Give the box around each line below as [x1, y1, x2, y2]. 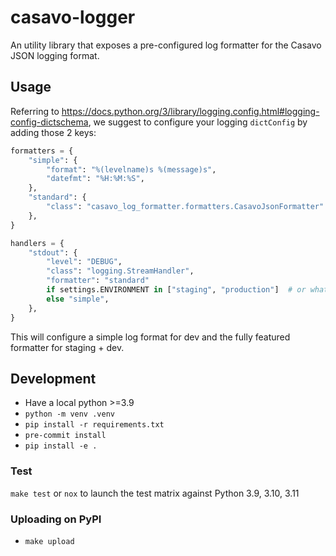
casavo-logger [10, 6, 136, 29]
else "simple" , [46, 294, 110, 304]
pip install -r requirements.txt [24, 420, 165, 430]
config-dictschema [10, 116, 89, 128]
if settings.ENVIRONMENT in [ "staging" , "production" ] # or [46, 285, 307, 295]
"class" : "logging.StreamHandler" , [46, 266, 195, 276]
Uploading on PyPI [10, 512, 102, 526]
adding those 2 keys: [10, 126, 97, 138]
